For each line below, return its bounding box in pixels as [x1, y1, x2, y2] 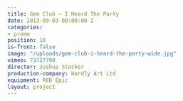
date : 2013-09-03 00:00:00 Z [7, 17, 94, 24]
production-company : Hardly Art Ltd [7, 70, 116, 77]
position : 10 [7, 37, 46, 44]
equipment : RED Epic [7, 76, 69, 84]
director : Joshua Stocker [7, 63, 84, 70]
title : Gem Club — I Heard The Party [7, 10, 120, 18]
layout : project [7, 83, 56, 90]
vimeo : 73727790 [7, 57, 56, 64]
